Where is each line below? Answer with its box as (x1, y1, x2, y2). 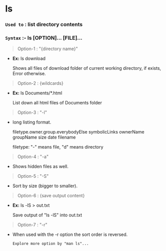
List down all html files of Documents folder (12, 100, 102, 106)
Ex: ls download (12, 56, 46, 62)
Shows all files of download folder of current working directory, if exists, (12, 65, 161, 71)
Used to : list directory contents (5, 21, 83, 28)
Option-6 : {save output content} (17, 193, 85, 199)
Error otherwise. (12, 71, 46, 77)
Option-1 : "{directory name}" (17, 46, 78, 52)
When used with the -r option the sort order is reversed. (12, 231, 128, 237)
